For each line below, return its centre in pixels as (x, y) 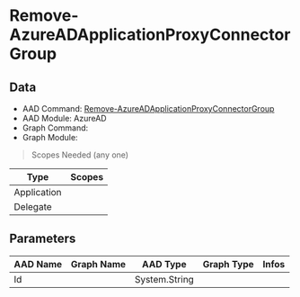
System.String (164, 279)
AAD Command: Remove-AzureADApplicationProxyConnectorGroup (148, 108)
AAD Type (164, 264)
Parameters (43, 239)
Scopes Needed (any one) (79, 155)
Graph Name (98, 264)
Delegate (33, 207)
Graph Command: (55, 128)
